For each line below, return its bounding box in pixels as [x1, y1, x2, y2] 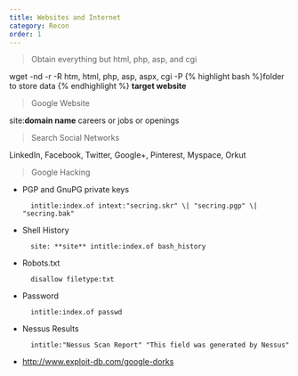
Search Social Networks [30, 133, 120, 143]
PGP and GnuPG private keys [21, 184, 130, 195]
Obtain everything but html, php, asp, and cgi [30, 54, 197, 65]
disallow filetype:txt [30, 275, 115, 284]
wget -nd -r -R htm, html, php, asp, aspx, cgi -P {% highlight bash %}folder [9, 71, 285, 82]
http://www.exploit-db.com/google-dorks [21, 356, 174, 367]
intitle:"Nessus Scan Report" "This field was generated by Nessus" [30, 340, 290, 350]
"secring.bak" [21, 209, 75, 218]
